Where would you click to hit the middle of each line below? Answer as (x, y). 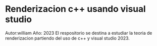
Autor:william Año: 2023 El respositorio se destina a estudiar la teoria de (79, 33)
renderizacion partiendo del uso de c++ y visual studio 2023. (67, 38)
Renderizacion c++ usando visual (76, 9)
